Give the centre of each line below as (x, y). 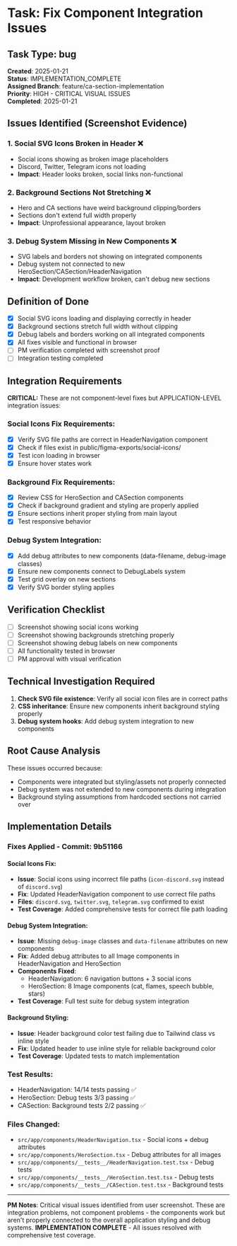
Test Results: (30, 1074)
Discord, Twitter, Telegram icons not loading (81, 166)
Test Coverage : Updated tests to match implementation (98, 1056)
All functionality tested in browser (66, 651)
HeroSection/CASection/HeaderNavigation (80, 272)
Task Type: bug (42, 54)
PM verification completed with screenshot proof (89, 350)
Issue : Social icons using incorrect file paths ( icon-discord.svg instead (121, 879)
